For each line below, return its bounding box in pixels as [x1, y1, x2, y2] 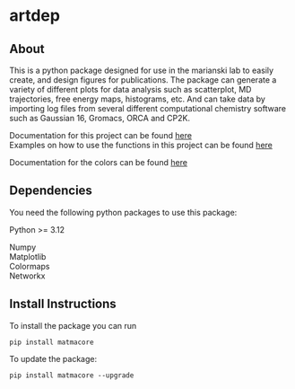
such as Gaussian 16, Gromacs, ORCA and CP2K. [9, 113, 191, 123]
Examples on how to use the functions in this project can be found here [9, 140, 273, 150]
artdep [9, 5, 61, 26]
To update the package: [9, 353, 97, 364]
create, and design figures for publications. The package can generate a [9, 75, 277, 85]
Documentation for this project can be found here [9, 130, 193, 140]
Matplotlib [9, 251, 47, 261]
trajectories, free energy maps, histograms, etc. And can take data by [9, 93, 266, 104]
